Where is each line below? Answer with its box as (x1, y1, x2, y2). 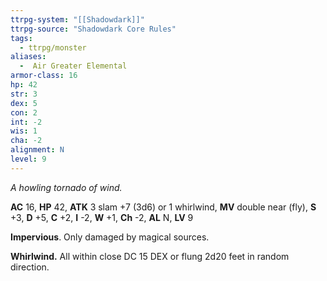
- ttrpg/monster (19, 42, 87, 53)
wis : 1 (10, 126, 38, 136)
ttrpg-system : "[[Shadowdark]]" (10, 14, 145, 25)
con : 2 (10, 107, 38, 118)
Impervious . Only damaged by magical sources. (10, 231, 210, 243)
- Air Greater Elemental (19, 61, 128, 71)
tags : (10, 33, 33, 43)
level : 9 (10, 154, 47, 164)
